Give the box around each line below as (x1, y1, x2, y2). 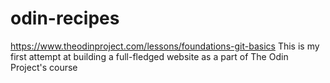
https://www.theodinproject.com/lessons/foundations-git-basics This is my (10, 40, 320, 52)
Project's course (10, 61, 78, 73)
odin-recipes (10, 7, 120, 30)
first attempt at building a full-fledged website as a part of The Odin (10, 50, 289, 62)
